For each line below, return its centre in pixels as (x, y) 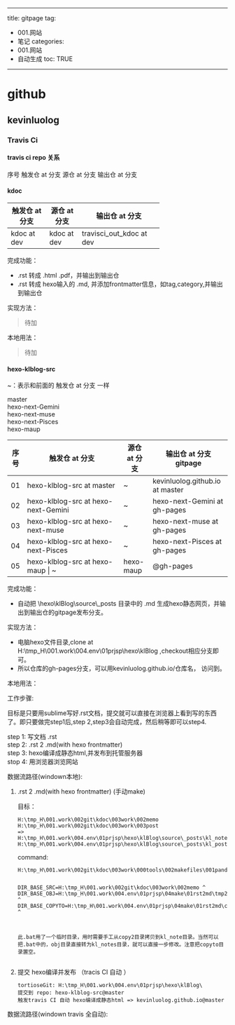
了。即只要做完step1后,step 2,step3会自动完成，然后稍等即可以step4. (107, 722)
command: (33, 857)
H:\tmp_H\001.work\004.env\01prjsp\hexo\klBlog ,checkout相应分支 (115, 651)
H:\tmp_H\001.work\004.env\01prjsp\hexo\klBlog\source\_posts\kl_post (122, 844)
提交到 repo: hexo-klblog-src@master (71, 993)
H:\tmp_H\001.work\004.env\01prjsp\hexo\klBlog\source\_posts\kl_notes (124, 839)
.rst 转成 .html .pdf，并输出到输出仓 (68, 275)
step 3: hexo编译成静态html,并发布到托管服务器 (75, 753)
